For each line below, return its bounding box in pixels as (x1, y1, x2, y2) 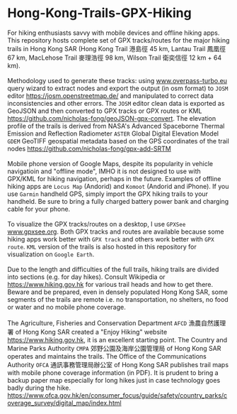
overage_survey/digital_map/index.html (7, 398, 122, 407)
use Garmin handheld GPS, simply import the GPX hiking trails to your (7, 190, 209, 198)
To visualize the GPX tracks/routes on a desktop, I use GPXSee (7, 219, 186, 228)
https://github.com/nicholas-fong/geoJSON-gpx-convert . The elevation (7, 114, 216, 122)
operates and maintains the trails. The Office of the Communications (7, 352, 207, 360)
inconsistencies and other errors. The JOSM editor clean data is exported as (7, 99, 225, 107)
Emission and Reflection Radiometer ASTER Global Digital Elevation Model (7, 129, 219, 138)
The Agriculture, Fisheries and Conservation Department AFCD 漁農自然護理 (7, 318, 226, 327)
